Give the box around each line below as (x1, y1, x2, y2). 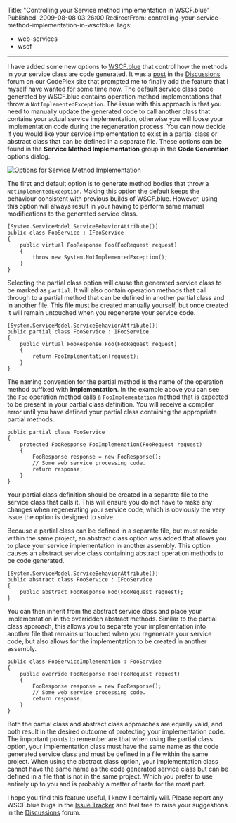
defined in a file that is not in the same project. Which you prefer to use (7, 772, 213, 781)
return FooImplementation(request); (32, 353, 140, 360)
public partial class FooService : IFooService (7, 328, 150, 335)
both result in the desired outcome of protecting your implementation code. (7, 727, 225, 736)
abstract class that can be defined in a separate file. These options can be (7, 137, 223, 145)
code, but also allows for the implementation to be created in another (7, 637, 207, 645)
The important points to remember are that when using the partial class (7, 735, 214, 743)
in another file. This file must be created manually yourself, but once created (7, 301, 228, 309)
